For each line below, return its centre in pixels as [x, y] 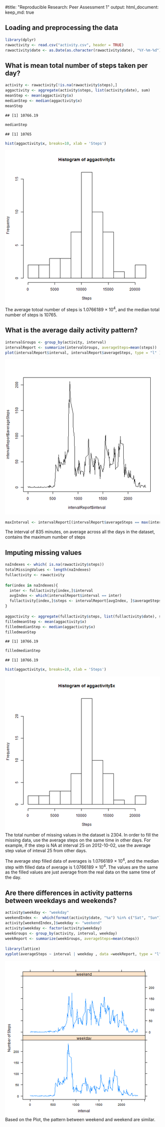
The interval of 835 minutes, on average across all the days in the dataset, [80, 532]
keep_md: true [20, 12]
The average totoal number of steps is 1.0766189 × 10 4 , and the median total [82, 309]
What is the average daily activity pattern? [71, 330]
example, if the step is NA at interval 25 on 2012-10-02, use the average [78, 845]
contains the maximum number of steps [45, 537]
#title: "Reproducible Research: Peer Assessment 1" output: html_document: [82, 7]
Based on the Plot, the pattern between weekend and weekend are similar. [80, 1120]
